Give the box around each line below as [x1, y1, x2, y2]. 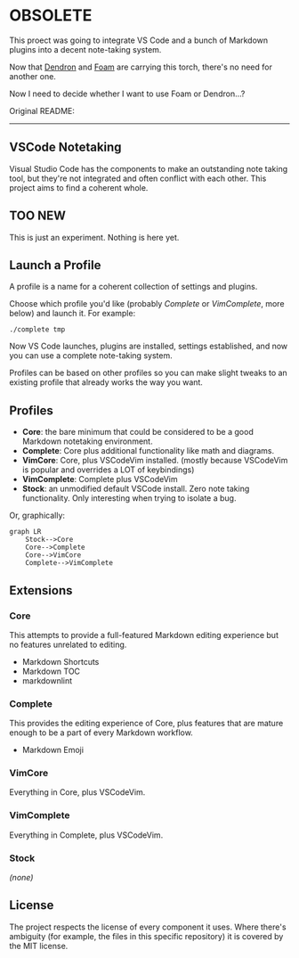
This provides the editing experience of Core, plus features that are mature [9, 718, 284, 729]
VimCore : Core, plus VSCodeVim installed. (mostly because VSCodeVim [21, 455, 288, 466]
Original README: [9, 105, 76, 116]
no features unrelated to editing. [9, 639, 127, 650]
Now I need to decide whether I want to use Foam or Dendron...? [9, 88, 246, 99]
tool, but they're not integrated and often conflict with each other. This [9, 173, 267, 184]
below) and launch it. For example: [9, 308, 136, 319]
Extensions [9, 583, 73, 598]
